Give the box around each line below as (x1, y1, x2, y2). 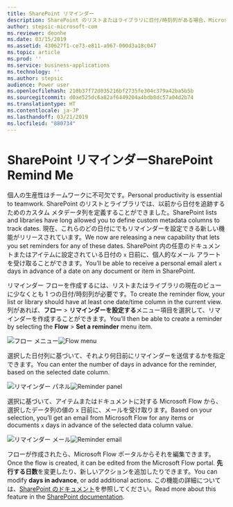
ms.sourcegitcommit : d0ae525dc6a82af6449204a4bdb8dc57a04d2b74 (7, 94, 194, 101)
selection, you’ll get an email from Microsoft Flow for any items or (7, 414, 194, 422)
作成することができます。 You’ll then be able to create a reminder (37, 315, 223, 323)
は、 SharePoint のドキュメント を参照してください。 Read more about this (7, 485, 216, 493)
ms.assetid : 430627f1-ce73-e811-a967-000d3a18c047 (7, 42, 157, 49)
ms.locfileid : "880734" (7, 119, 76, 127)
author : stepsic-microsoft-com (7, 23, 98, 30)
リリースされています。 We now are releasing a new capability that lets (19, 233, 220, 242)
